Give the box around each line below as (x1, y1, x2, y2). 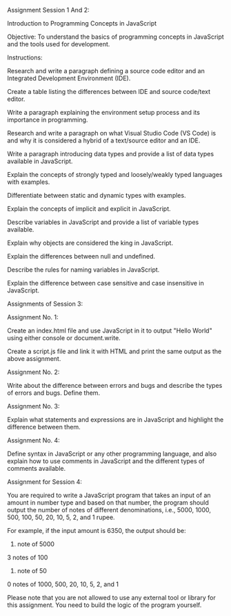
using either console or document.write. (7, 334, 121, 342)
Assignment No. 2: (7, 368, 60, 376)
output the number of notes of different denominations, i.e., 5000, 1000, (7, 506, 212, 514)
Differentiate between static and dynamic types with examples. (7, 192, 186, 199)
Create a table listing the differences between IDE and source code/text (7, 88, 210, 95)
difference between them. (7, 423, 81, 431)
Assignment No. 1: (7, 313, 59, 321)
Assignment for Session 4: (7, 478, 83, 486)
